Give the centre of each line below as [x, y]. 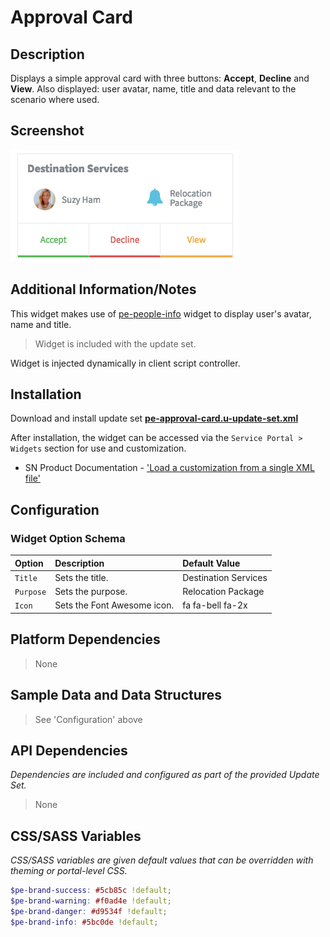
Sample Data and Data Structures [116, 695]
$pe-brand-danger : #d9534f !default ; [89, 911]
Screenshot [47, 131]
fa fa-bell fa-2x [215, 605]
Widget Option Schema [68, 538]
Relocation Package [223, 592]
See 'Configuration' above [88, 719]
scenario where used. [55, 99]
